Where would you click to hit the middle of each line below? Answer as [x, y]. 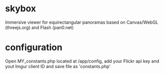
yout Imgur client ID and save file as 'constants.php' [58, 66]
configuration [34, 48]
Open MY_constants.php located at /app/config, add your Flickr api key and [82, 61]
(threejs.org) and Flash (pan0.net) [40, 27]
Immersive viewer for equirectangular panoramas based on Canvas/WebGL [82, 22]
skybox [20, 9]
